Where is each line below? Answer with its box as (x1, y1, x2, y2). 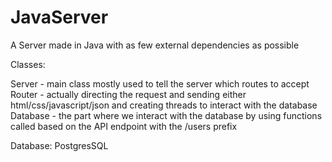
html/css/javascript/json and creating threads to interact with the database (10, 99, 318, 111)
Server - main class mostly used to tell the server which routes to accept (10, 77, 310, 90)
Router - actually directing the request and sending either (10, 88, 247, 100)
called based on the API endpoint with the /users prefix (10, 120, 238, 132)
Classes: (10, 58, 46, 70)
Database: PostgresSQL (10, 139, 109, 151)
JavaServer (10, 6, 109, 29)
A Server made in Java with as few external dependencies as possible (10, 39, 300, 51)
